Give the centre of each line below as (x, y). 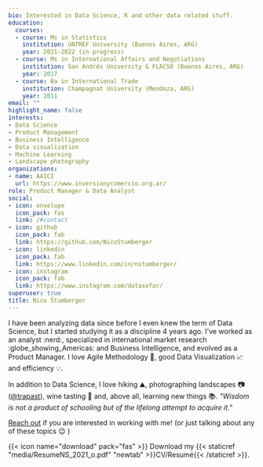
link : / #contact (42, 220)
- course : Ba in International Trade (77, 81)
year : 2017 (40, 74)
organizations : (33, 169)
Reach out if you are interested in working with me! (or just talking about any (131, 422)
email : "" (24, 103)
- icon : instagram (38, 271)
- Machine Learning (40, 154)
